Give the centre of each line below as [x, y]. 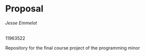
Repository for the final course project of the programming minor [73, 48]
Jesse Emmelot [21, 22]
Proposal [25, 9]
